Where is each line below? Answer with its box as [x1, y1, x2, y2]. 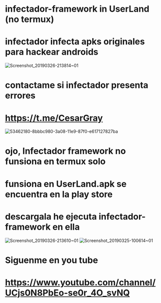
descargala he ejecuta [5, 211, 97, 222]
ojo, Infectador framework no [5, 145, 126, 157]
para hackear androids [5, 46, 99, 58]
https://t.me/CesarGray [5, 112, 103, 123]
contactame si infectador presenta [5, 80, 149, 91]
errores [5, 90, 36, 101]
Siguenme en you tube [5, 255, 99, 265]
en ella [52, 221, 80, 232]
